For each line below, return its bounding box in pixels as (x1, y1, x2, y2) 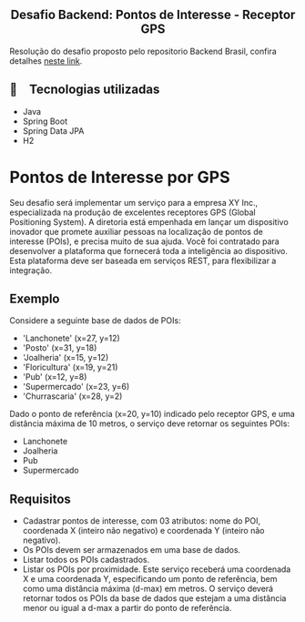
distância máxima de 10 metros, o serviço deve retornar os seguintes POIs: (9, 418, 290, 429)
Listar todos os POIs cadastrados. (22, 555, 150, 566)
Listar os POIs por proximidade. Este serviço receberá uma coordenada (22, 564, 291, 575)
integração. (9, 264, 53, 276)
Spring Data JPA (22, 125, 85, 136)
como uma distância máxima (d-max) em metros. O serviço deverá (22, 583, 274, 595)
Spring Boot (22, 116, 68, 127)
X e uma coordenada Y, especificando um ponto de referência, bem (22, 574, 278, 585)
